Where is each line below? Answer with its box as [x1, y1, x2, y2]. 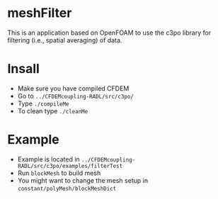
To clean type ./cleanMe [17, 106, 88, 115]
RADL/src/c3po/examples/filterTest [17, 162, 123, 169]
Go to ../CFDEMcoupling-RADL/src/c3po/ [17, 91, 134, 100]
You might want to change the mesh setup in [17, 176, 149, 185]
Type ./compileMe [17, 99, 69, 108]
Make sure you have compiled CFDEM [17, 84, 130, 93]
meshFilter [7, 5, 72, 21]
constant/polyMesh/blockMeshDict [17, 185, 117, 192]
